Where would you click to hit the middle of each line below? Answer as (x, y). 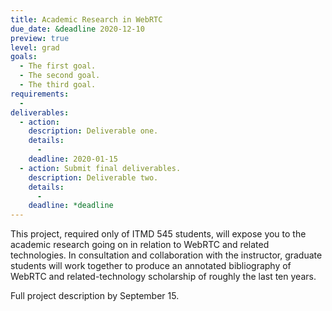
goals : (24, 57)
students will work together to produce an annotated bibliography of (151, 266)
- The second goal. (60, 76)
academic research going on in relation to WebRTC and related (140, 245)
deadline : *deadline (71, 206)
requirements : (40, 94)
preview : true (40, 38)
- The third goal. (58, 85)
